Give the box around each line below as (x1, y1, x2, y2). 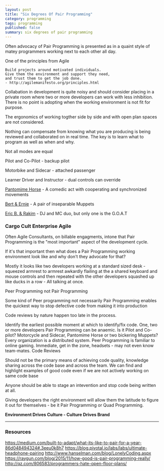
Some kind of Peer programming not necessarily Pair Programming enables (5, 298, 157, 304)
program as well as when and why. (5, 139, 75, 145)
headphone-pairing (5, 450, 44, 456)
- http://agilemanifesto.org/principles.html (5, 80, 99, 85)
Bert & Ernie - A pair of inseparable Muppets (5, 201, 94, 207)
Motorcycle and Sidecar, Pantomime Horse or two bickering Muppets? (17, 332, 158, 338)
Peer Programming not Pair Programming (5, 288, 88, 294)
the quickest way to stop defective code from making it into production (5, 303, 148, 309)
